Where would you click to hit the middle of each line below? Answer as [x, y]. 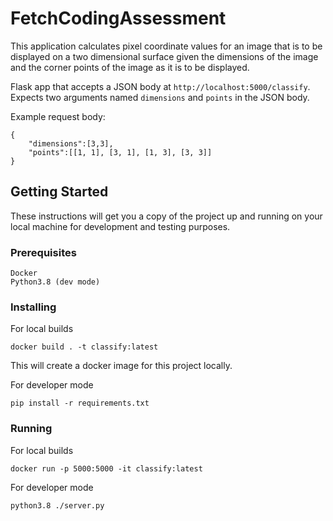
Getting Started [59, 192]
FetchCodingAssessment [118, 18]
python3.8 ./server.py [57, 505]
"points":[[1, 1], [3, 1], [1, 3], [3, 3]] [120, 152]
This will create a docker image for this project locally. [121, 366]
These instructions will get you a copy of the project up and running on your [166, 216]
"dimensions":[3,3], [71, 143]
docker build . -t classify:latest [84, 347]
